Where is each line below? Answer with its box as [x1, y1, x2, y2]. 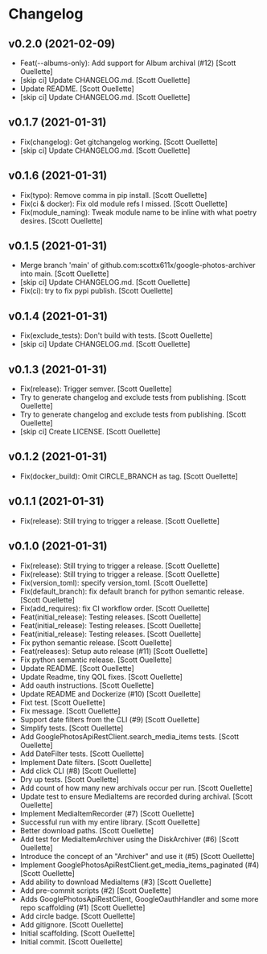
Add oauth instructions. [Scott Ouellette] [19, 681, 154, 690]
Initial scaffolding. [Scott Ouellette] [19, 928, 135, 938]
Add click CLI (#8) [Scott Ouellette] [19, 766, 137, 775]
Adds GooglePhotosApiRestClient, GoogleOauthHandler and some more [19, 894, 259, 903]
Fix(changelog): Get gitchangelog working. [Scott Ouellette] [19, 137, 219, 146]
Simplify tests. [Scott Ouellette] [19, 723, 124, 733]
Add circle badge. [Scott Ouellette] [19, 911, 136, 921]
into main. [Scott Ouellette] [19, 269, 109, 278]
